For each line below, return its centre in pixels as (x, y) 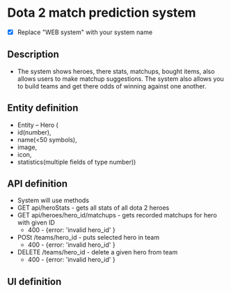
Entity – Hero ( (38, 125)
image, (27, 147)
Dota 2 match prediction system (102, 13)
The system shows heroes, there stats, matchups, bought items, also (116, 71)
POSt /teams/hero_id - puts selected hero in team (88, 238)
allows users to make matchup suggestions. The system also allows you (120, 79)
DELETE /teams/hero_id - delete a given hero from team (97, 252)
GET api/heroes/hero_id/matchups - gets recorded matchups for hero (117, 215)
